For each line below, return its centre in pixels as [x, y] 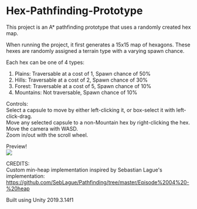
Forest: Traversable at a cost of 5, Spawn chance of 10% [83, 86]
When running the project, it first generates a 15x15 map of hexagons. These [98, 45]
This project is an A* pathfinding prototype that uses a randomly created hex [98, 27]
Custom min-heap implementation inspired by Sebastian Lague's [84, 170]
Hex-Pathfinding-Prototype [74, 11]
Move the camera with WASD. [42, 129]
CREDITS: [18, 163]
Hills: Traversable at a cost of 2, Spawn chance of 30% [81, 80]
